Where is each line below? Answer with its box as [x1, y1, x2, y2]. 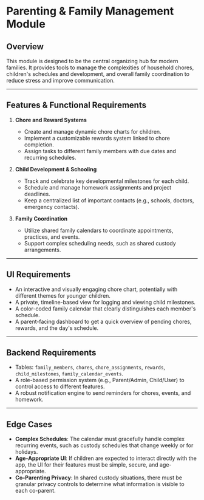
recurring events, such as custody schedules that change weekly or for [15, 442, 194, 449]
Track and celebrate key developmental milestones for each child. [24, 177, 189, 185]
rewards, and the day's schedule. [15, 324, 99, 332]
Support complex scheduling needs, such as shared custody [24, 239, 176, 247]
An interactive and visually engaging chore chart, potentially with [15, 286, 178, 293]
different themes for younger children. [15, 292, 111, 299]
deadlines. [24, 190, 50, 197]
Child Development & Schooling [15, 165, 97, 173]
